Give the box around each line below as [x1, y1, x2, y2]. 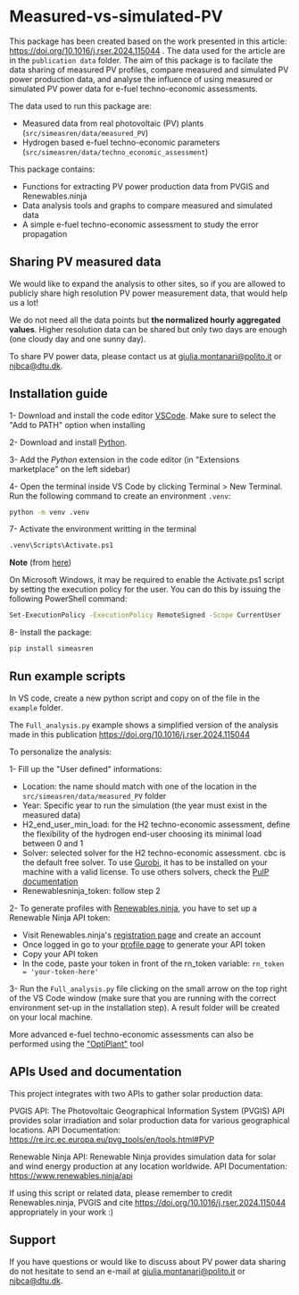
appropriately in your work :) [9, 1207, 114, 1217]
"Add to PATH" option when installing [9, 419, 145, 430]
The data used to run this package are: [9, 100, 152, 111]
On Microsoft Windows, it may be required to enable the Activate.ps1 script [9, 575, 285, 585]
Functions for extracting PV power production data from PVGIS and [21, 181, 270, 191]
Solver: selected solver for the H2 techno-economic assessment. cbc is [21, 847, 287, 858]
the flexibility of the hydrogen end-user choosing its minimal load [21, 828, 262, 839]
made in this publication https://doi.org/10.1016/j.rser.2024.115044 [9, 728, 251, 739]
